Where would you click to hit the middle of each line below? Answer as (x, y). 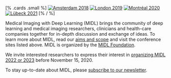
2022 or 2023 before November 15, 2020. (49, 60)
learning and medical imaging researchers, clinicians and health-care (78, 29)
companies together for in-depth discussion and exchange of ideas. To (80, 34)
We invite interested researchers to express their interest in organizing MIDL (85, 55)
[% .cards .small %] (26, 8)
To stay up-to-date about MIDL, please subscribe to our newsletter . (76, 70)
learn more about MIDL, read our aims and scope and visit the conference (83, 39)
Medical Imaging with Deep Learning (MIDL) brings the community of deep (84, 23)
